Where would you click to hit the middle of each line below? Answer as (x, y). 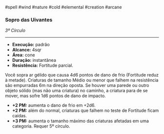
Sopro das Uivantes (29, 20)
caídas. (20, 116)
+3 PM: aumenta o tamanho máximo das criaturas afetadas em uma (80, 121)
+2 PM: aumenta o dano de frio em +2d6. (54, 106)
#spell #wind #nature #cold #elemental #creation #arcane (63, 7)
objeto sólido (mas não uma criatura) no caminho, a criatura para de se (76, 91)
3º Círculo (15, 30)
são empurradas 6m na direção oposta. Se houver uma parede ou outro (77, 85)
